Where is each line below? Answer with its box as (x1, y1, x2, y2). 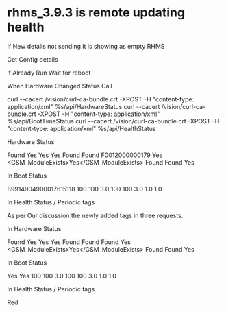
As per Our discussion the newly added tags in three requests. (7, 211, 184, 219)
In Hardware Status (7, 224, 62, 232)
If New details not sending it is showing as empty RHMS (7, 42, 165, 50)
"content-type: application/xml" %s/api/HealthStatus (7, 124, 156, 132)
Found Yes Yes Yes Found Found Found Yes (7, 238, 131, 246)
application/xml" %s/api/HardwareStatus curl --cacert (7, 102, 160, 110)
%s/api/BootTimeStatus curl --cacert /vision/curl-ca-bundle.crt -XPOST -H (7, 117, 220, 125)
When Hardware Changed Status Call (7, 82, 113, 90)
